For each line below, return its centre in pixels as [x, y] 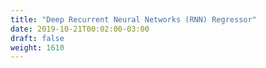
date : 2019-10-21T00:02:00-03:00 [80, 29]
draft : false [37, 38]
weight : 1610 [37, 47]
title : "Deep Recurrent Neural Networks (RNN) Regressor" [133, 19]
